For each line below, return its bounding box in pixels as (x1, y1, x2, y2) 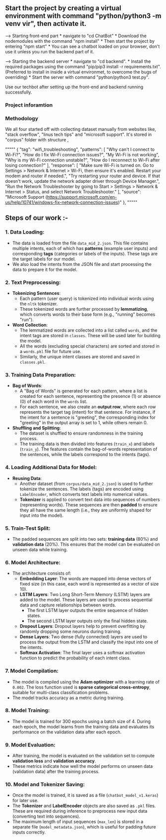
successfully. (5, 89, 32, 95)
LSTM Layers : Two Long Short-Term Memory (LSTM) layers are (19, 592, 150, 598)
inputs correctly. (12, 829, 46, 836)
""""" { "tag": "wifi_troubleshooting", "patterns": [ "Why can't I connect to (5, 146, 155, 152)
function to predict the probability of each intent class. (19, 655, 131, 661)
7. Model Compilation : (5, 667, 58, 674)
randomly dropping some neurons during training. (19, 628, 121, 634)
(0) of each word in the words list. (19, 398, 88, 405)
